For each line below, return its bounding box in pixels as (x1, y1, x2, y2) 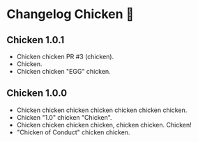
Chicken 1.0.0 (6, 87, 68, 100)
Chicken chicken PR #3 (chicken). (16, 52, 114, 61)
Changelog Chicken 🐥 (6, 6, 135, 22)
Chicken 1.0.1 (6, 34, 65, 46)
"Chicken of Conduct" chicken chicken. (16, 128, 130, 136)
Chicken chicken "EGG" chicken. (16, 68, 111, 75)
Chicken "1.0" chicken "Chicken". (16, 113, 112, 121)
